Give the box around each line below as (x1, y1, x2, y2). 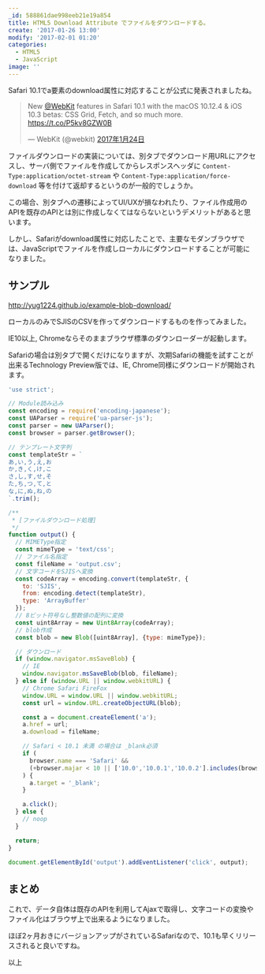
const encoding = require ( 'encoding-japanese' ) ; (8, 407, 171, 415)
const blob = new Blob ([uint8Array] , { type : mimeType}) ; (15, 633, 207, 641)
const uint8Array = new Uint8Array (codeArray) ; (15, 618, 175, 627)
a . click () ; (22, 800, 58, 808)
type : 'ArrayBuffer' (22, 597, 90, 605)
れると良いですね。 (21, 941, 84, 950)
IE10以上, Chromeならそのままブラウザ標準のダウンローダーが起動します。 (8, 333, 251, 343)
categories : (8, 41, 47, 49)
